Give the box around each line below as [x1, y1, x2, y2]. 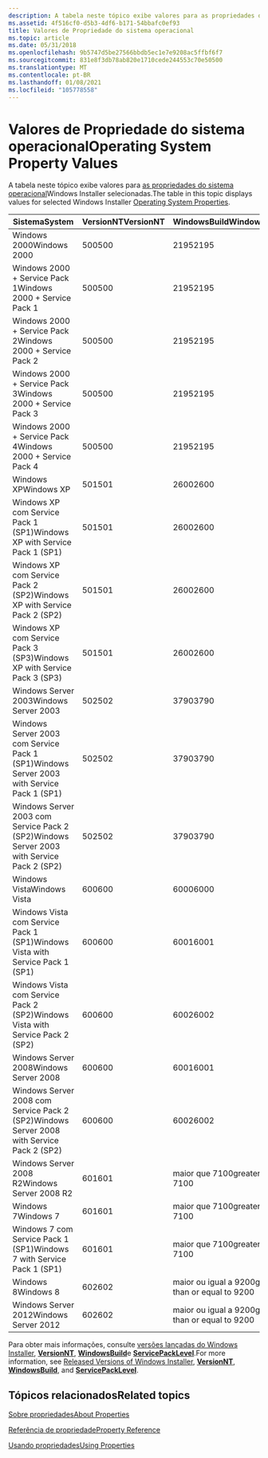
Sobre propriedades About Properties [8, 1409, 130, 1420]
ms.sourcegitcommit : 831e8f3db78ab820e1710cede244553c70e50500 [8, 57, 223, 65]
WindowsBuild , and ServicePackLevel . [8, 1365, 139, 1375]
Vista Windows [12, 884, 66, 895]
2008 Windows [12, 1062, 69, 1074]
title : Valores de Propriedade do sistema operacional [8, 26, 195, 34]
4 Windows [12, 441, 53, 452]
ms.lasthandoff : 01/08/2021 [8, 78, 102, 86]
